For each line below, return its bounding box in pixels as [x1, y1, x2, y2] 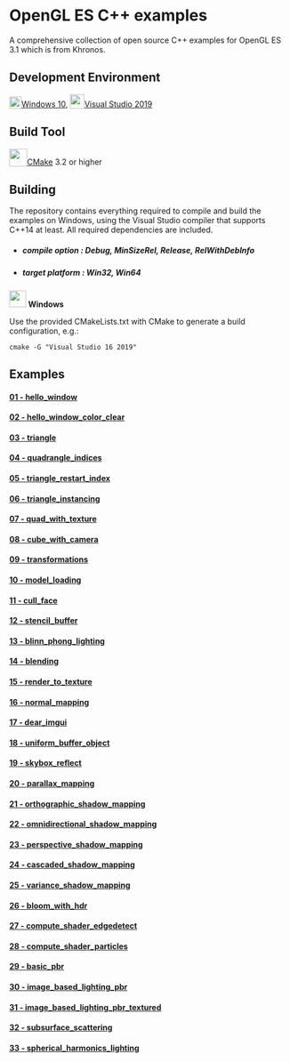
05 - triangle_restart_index [9, 473, 111, 484]
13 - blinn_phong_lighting [9, 635, 105, 646]
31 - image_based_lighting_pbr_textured [9, 1002, 162, 1012]
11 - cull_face [9, 595, 58, 606]
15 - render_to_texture [9, 677, 93, 688]
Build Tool [9, 125, 66, 140]
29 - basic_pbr [9, 961, 65, 972]
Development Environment [9, 70, 161, 85]
